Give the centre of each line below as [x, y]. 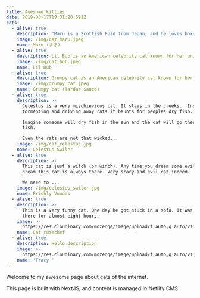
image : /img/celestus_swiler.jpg [58, 188]
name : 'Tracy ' [36, 260]
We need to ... [41, 182]
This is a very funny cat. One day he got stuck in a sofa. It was [107, 210]
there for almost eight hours [59, 216]
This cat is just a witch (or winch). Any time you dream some [102, 166]
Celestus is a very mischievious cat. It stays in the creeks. [102, 106]
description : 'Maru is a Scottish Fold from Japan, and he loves [100, 34]
